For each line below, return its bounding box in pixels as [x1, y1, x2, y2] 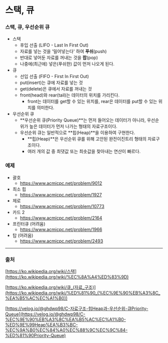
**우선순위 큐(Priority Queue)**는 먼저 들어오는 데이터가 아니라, [19, 117, 146, 123]
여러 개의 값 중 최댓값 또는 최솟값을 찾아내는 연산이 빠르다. [27, 148, 141, 154]
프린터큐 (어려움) [12, 220, 46, 226]
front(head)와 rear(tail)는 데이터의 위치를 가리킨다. [19, 92, 120, 98]
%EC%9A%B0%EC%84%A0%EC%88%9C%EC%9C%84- [5, 327, 128, 333]
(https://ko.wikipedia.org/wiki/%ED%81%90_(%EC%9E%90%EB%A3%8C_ [5, 290, 160, 296]
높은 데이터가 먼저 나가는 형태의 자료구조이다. [29, 123, 117, 129]
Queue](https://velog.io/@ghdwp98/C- [5, 311, 86, 317]
